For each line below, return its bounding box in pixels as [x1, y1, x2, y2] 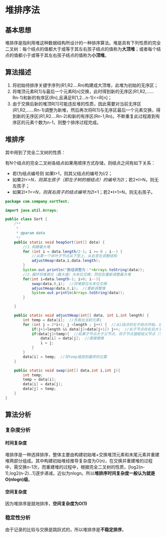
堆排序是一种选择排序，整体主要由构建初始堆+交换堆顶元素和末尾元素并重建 [5, 452, 160, 458]
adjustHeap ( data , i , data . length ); [31, 258, 100, 263]
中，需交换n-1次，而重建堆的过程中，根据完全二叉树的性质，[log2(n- [5, 464, 145, 470]
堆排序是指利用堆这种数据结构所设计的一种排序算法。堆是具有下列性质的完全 [5, 40, 161, 46]
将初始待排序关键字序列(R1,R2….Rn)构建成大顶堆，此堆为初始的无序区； [12, 82, 159, 88]
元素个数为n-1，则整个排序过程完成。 [25, 119, 101, 125]
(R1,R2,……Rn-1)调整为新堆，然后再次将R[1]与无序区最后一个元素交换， [12, 107, 157, 113]
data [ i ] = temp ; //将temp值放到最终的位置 [23, 354, 107, 359]
